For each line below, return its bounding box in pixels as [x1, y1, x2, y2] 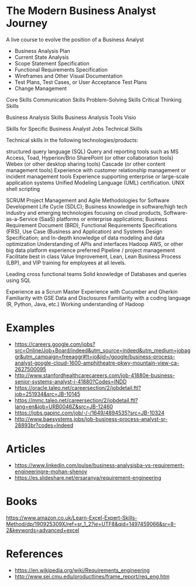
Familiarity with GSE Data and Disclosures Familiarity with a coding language [6, 294, 191, 301]
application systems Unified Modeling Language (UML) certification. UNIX [6, 179, 185, 186]
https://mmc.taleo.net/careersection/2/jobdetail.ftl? [14, 396, 139, 403]
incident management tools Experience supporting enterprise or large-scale [6, 173, 189, 180]
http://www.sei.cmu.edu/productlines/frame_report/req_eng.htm [14, 572, 170, 580]
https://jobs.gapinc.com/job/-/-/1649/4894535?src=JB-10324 [14, 409, 165, 416]
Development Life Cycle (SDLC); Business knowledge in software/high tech [6, 203, 188, 210]
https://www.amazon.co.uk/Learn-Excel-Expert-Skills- [6, 514, 137, 521]
